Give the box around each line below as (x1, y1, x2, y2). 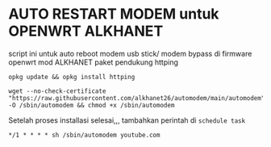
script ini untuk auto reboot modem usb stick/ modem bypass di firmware (8, 48, 252, 58)
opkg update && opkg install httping (8, 73, 135, 81)
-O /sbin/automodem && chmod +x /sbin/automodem (8, 101, 175, 109)
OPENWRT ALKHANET (8, 22, 164, 40)
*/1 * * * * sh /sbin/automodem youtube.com (8, 131, 161, 139)
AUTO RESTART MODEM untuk (8, 5, 219, 23)
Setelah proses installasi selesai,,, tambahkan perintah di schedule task (8, 115, 246, 125)
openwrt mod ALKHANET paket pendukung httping (8, 57, 179, 67)
